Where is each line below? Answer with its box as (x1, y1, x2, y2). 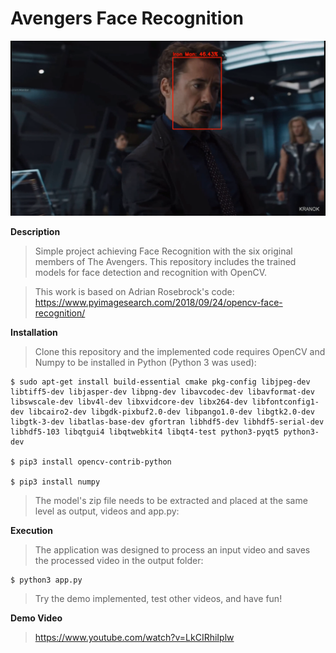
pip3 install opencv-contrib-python (19, 457, 172, 467)
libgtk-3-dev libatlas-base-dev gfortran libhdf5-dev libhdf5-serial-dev (10, 417, 325, 427)
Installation (10, 327, 58, 339)
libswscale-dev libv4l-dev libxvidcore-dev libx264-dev (10, 397, 248, 407)
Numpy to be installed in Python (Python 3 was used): (34, 357, 257, 369)
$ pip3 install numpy (10, 477, 101, 487)
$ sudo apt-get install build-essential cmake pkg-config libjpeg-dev (10, 377, 311, 387)
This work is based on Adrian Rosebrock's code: (34, 286, 235, 298)
